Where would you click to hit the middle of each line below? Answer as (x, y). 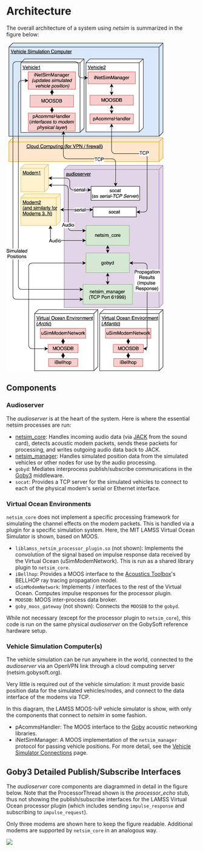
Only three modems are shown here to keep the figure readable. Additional (99, 824)
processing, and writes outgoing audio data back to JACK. (88, 449)
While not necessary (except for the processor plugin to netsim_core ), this (98, 618)
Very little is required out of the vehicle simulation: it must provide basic (95, 684)
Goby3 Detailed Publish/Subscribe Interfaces (94, 772)
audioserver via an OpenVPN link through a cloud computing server (91, 666)
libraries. (26, 733)
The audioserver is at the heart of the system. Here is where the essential (98, 418)
